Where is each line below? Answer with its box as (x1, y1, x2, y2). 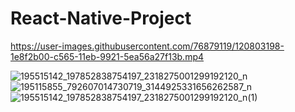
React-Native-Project (10, 7, 192, 30)
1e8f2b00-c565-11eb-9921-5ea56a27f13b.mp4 (10, 50, 205, 62)
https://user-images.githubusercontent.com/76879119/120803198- (10, 40, 285, 52)
